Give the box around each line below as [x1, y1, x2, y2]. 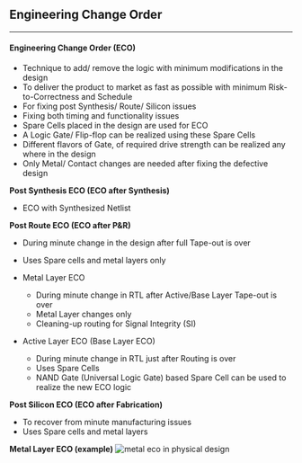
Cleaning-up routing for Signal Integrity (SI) [35, 318, 197, 329]
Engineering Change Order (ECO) [9, 42, 137, 53]
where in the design [22, 148, 96, 160]
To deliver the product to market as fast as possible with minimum [22, 82, 267, 93]
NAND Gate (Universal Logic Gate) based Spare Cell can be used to [35, 372, 287, 383]
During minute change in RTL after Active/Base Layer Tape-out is [35, 289, 277, 300]
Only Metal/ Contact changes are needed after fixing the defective [22, 158, 269, 169]
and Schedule [81, 92, 133, 102]
